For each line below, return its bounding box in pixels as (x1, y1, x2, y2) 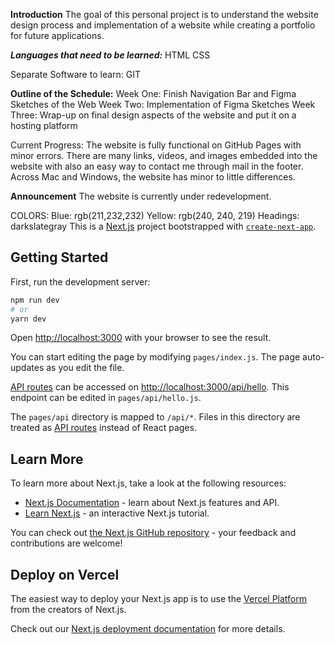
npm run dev (10, 295, 60, 305)
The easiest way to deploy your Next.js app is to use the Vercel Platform (10, 593, 308, 605)
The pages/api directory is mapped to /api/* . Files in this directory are (10, 411, 301, 423)
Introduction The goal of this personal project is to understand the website (10, 9, 319, 20)
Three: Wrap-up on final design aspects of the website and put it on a (10, 109, 297, 121)
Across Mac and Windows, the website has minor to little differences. (10, 171, 296, 183)
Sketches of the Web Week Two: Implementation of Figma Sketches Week (10, 99, 316, 110)
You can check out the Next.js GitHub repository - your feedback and (10, 527, 297, 539)
